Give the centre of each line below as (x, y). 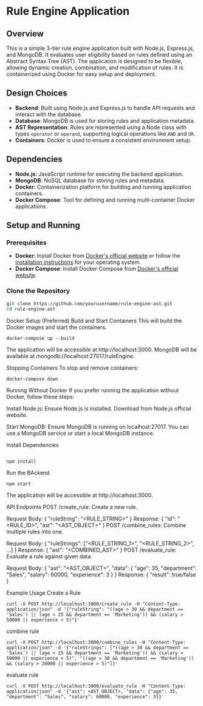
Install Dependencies (33, 445)
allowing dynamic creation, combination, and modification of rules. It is (95, 67)
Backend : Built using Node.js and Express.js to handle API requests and (105, 108)
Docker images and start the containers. (57, 327)
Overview (25, 34)
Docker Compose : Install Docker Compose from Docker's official (97, 269)
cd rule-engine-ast (31, 309)
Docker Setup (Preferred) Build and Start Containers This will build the (94, 321)
